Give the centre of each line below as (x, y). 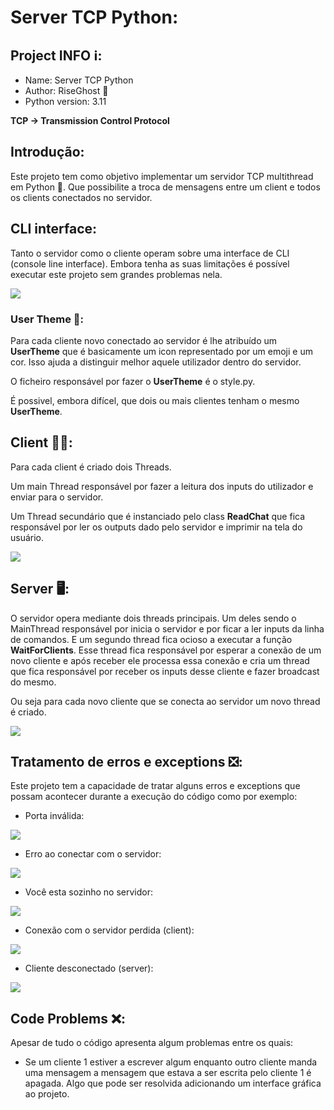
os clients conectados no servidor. (81, 197)
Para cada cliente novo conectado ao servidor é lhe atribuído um (144, 340)
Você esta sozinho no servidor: (88, 892)
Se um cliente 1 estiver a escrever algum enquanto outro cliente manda (171, 1062)
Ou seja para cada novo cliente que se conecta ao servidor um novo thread (165, 701)
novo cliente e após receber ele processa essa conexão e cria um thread (160, 660)
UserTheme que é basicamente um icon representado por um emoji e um (161, 351)
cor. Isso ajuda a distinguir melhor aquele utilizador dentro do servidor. (156, 362)
